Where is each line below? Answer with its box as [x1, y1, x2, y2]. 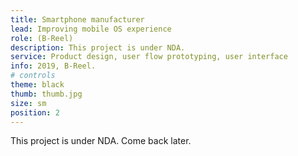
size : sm [10, 98, 47, 108]
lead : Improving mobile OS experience [10, 24, 172, 34]
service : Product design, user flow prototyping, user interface [10, 52, 288, 62]
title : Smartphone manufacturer [10, 14, 145, 25]
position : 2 [10, 107, 60, 118]
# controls [10, 71, 56, 81]
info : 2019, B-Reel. [10, 61, 97, 71]
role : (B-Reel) [10, 33, 74, 43]
